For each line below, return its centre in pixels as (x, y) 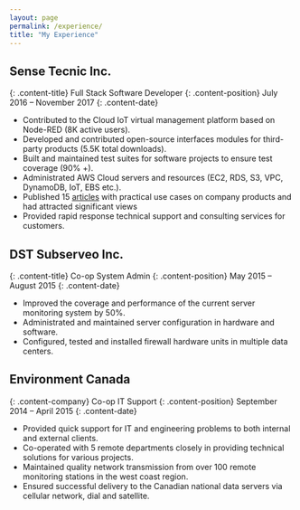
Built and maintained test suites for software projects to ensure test (147, 158)
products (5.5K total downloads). (106, 149)
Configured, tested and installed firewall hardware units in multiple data (155, 341)
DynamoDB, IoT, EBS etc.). (72, 187)
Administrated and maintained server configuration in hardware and (149, 322)
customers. (43, 226)
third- (274, 139)
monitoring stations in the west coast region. (105, 477)
